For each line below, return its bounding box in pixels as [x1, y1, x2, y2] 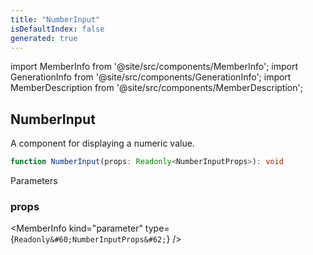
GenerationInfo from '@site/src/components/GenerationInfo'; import [10, 71, 292, 83]
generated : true [10, 33, 78, 43]
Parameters [10, 175, 58, 187]
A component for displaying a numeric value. [10, 137, 195, 150]
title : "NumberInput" [10, 14, 101, 25]
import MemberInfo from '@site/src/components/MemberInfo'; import [10, 61, 299, 73]
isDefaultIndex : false [10, 24, 105, 34]
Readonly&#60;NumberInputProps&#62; [13, 235, 167, 245]
